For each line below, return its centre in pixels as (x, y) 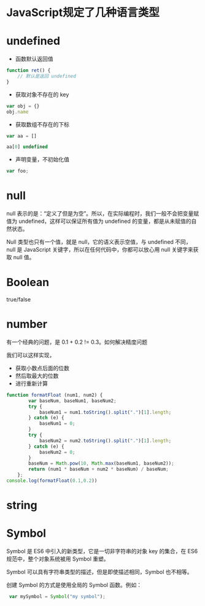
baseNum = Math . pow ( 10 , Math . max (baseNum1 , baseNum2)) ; (101, 464)
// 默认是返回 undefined (47, 76)
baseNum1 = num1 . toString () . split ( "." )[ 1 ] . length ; (105, 412)
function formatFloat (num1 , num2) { (55, 395)
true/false (19, 299)
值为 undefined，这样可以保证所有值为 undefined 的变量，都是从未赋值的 (99, 221)
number (27, 324)
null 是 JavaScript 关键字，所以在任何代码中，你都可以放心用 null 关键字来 (100, 250)
